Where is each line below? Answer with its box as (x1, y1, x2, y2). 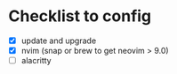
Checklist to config (8, 6, 152, 26)
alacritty (20, 55, 52, 66)
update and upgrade (20, 35, 97, 46)
